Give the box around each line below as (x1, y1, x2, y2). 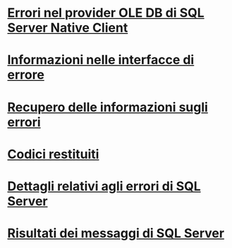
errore (7, 67, 44, 83)
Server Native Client (7, 20, 128, 36)
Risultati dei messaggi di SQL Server (7, 226, 224, 242)
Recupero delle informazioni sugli (7, 99, 208, 115)
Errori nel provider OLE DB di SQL (7, 5, 204, 21)
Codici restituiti (7, 146, 99, 162)
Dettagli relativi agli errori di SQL (7, 178, 201, 194)
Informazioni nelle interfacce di (7, 52, 195, 68)
